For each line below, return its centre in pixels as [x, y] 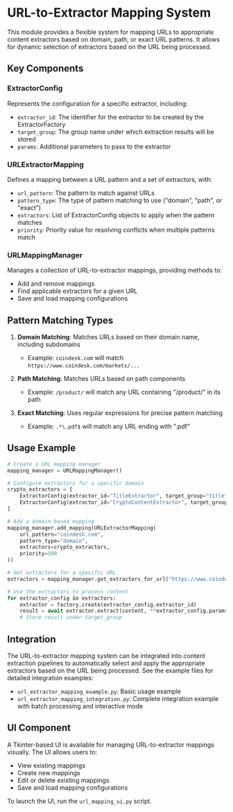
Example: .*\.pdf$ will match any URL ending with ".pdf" [109, 426]
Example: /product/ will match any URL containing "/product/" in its [124, 392]
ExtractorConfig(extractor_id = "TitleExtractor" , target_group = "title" [124, 496]
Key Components [45, 68]
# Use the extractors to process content [68, 591]
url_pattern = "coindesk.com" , [62, 534]
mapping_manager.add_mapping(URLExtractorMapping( [82, 528]
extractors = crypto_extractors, [65, 547]
